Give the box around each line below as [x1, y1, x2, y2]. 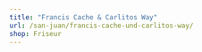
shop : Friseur [9, 29, 63, 38]
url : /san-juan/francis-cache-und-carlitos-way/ [9, 21, 194, 30]
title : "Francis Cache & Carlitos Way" [9, 12, 158, 22]
